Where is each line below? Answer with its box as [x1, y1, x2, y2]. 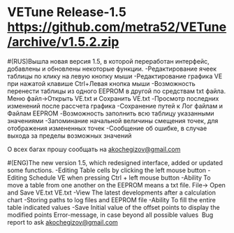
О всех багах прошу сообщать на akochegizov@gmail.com [7, 145, 181, 153]
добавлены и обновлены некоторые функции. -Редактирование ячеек [7, 64, 217, 73]
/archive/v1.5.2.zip [7, 34, 119, 50]
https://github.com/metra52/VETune [7, 19, 227, 35]
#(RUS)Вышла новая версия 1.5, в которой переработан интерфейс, [7, 57, 210, 65]
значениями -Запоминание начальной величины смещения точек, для [7, 116, 219, 125]
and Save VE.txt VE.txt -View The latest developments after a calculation [7, 188, 217, 197]
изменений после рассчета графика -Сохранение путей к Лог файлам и [7, 101, 224, 110]
